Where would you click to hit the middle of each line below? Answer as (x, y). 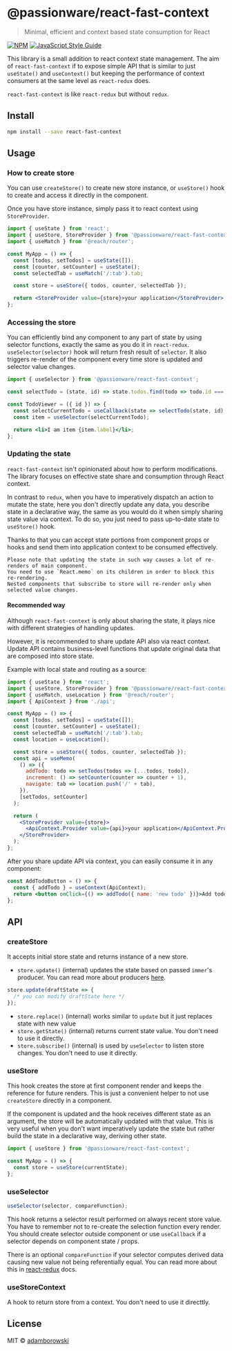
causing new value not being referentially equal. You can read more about (112, 1262)
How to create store (41, 173)
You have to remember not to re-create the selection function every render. (114, 1226)
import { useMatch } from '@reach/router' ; (71, 242)
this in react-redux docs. (42, 1269)
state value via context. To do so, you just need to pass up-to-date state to (113, 519)
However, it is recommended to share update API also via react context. (109, 641)
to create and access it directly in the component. (78, 196)
